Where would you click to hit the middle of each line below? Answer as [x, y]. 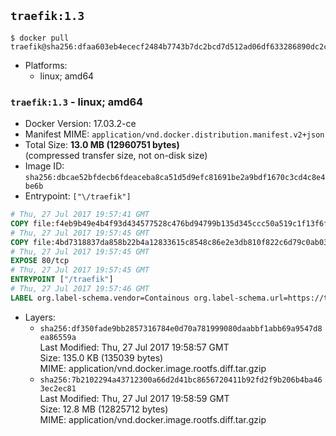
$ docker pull [40, 38]
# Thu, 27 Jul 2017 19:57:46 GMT [80, 289]
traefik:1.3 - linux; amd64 [77, 102]
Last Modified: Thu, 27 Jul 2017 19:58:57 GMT [134, 347]
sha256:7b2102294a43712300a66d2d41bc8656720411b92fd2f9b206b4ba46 [181, 380]
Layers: [40, 317]
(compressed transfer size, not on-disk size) [116, 156]
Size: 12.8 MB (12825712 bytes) [104, 409]
